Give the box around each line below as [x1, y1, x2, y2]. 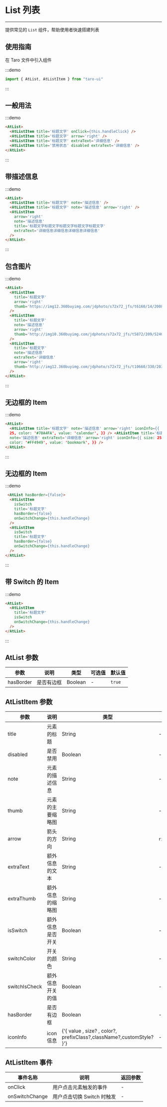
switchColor [7, 955, 36, 962]
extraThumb [7, 895, 36, 902]
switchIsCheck [7, 983, 42, 990]
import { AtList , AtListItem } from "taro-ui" [5, 76, 103, 81]
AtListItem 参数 [5, 697, 53, 706]
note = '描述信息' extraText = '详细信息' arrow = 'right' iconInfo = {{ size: [9, 435, 155, 440]
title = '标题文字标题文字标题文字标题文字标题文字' [14, 223, 106, 229]
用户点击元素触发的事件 [52, 1084, 108, 1091]
